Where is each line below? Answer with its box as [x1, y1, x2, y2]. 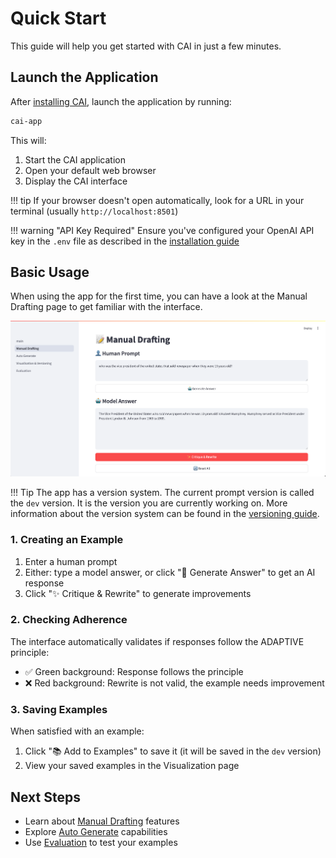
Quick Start [10, 7, 107, 30]
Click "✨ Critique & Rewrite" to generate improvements [24, 587, 252, 599]
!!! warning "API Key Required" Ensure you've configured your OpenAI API [10, 224, 315, 236]
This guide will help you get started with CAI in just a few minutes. [10, 40, 282, 52]
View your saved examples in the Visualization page [24, 760, 240, 772]
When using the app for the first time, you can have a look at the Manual [10, 290, 308, 302]
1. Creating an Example [10, 533, 124, 547]
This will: [10, 134, 47, 146]
